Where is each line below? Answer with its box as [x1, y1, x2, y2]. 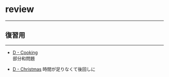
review [5, 4, 34, 15]
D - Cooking [12, 49, 38, 55]
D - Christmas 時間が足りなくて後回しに [12, 66, 96, 72]
